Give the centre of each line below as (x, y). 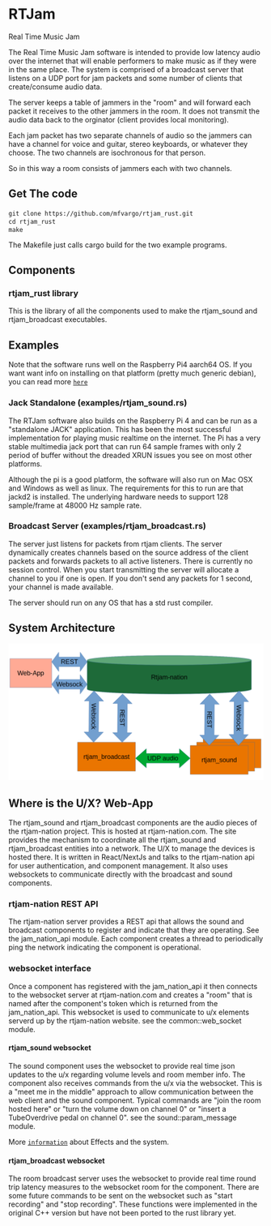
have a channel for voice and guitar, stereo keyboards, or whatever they (128, 144)
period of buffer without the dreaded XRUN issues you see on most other (130, 455)
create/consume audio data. (55, 87)
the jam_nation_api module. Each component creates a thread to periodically (136, 939)
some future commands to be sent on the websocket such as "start (121, 1196)
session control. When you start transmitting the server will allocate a (124, 569)
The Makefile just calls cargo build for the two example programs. (118, 245)
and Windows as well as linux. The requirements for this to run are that (126, 488)
